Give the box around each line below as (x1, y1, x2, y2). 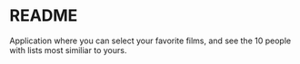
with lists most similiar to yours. (9, 44, 127, 55)
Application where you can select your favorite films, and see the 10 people (9, 35, 292, 46)
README (9, 5, 78, 26)
